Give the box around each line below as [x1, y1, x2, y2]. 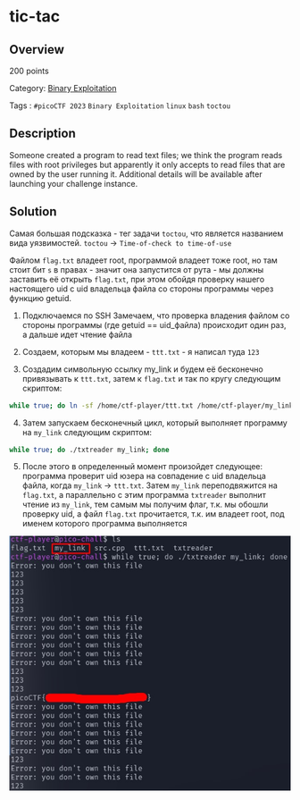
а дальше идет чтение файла [21, 329, 132, 340]
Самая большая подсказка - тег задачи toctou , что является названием [9, 228, 284, 239]
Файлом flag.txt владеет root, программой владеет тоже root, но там [9, 255, 279, 265]
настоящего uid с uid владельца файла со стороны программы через [9, 283, 274, 294]
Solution [9, 204, 57, 220]
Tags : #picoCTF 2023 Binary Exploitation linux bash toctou [9, 100, 231, 111]
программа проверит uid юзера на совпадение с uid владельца [21, 471, 266, 482]
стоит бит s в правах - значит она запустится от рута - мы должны [9, 264, 264, 274]
